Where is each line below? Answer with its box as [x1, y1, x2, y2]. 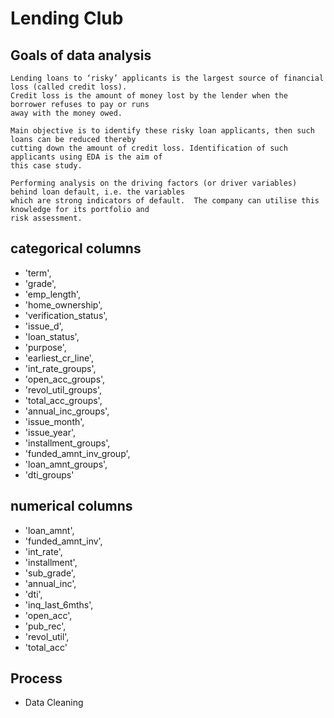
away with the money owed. [10, 108, 123, 118]
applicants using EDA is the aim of [10, 152, 163, 162]
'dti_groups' [24, 468, 75, 481]
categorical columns [10, 240, 142, 257]
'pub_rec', [24, 620, 67, 632]
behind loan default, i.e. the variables [10, 187, 186, 197]
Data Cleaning [24, 697, 84, 709]
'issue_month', [24, 415, 85, 427]
